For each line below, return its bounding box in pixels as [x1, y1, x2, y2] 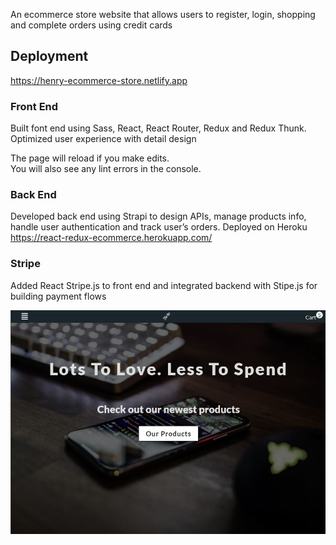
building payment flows [10, 290, 107, 302]
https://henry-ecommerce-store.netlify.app [10, 74, 188, 86]
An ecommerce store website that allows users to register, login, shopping [10, 9, 316, 20]
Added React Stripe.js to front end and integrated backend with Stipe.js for [10, 279, 318, 291]
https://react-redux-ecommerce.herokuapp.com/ [10, 232, 213, 244]
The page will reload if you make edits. [10, 152, 170, 164]
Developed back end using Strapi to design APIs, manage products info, [10, 210, 307, 223]
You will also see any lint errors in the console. [10, 163, 202, 175]
